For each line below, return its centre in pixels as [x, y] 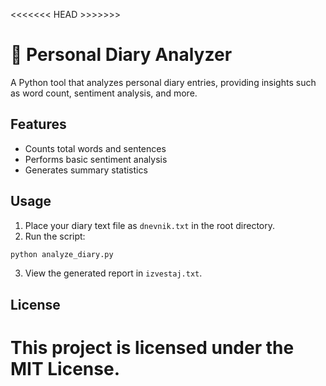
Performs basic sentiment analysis [96, 159]
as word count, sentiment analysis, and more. [104, 93]
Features [38, 124]
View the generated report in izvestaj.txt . [113, 273]
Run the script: [55, 236]
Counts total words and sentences [95, 148]
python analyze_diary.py [62, 254]
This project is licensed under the [152, 348]
